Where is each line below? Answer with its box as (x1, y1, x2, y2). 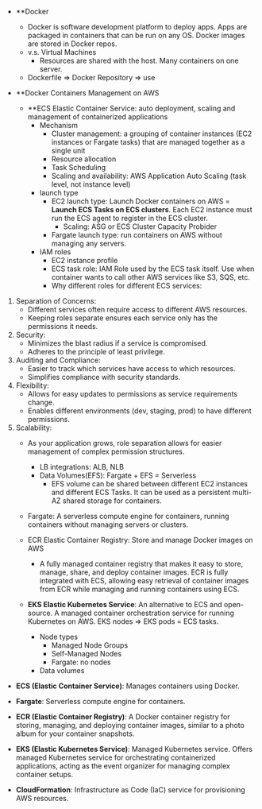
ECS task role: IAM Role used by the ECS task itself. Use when (51, 264, 255, 273)
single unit (51, 146, 86, 155)
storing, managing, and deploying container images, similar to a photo (15, 721, 245, 730)
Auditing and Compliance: (15, 355, 101, 365)
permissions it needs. (27, 322, 98, 331)
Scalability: (15, 423, 52, 432)
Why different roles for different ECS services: (51, 281, 202, 290)
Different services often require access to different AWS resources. (27, 305, 248, 314)
